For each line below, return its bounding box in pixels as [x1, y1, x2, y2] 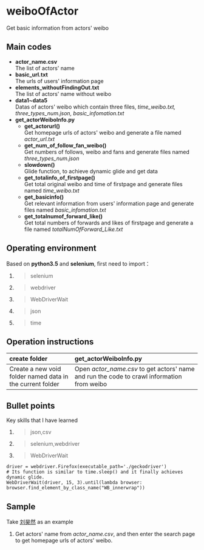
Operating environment [6, 243, 97, 253]
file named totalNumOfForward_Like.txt [24, 226, 123, 233]
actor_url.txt [24, 135, 55, 143]
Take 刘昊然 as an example [6, 518, 74, 525]
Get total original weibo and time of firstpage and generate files [24, 180, 183, 187]
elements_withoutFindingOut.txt [15, 84, 100, 91]
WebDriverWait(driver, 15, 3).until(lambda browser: [6, 480, 143, 486]
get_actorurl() [24, 122, 61, 130]
